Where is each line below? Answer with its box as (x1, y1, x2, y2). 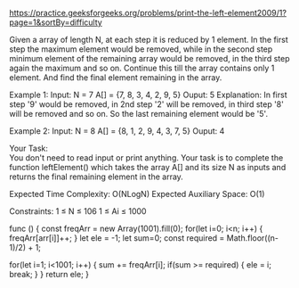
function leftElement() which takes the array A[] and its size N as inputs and (9, 162, 287, 172)
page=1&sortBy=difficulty (9, 17, 102, 28)
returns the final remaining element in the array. (9, 171, 184, 182)
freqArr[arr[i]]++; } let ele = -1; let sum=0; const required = (9, 233, 225, 243)
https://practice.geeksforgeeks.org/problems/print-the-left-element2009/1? (9, 8, 287, 18)
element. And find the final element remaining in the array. (9, 72, 222, 83)
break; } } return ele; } (9, 269, 90, 279)
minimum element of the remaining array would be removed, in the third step (9, 53, 290, 63)
